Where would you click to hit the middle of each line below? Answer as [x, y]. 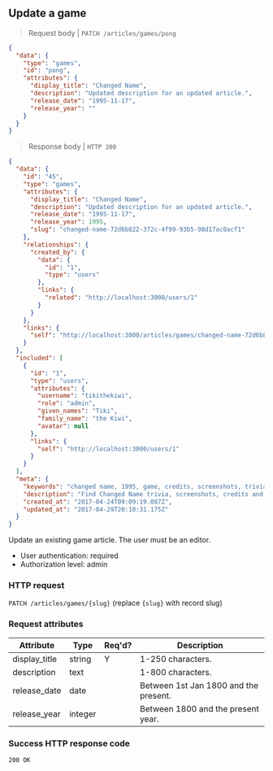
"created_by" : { [57, 252]
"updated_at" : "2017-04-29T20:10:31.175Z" [96, 509]
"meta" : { [32, 479]
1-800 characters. [175, 672]
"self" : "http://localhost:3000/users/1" [109, 449]
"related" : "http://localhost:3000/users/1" [121, 298]
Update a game [48, 13]
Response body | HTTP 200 [72, 146]
